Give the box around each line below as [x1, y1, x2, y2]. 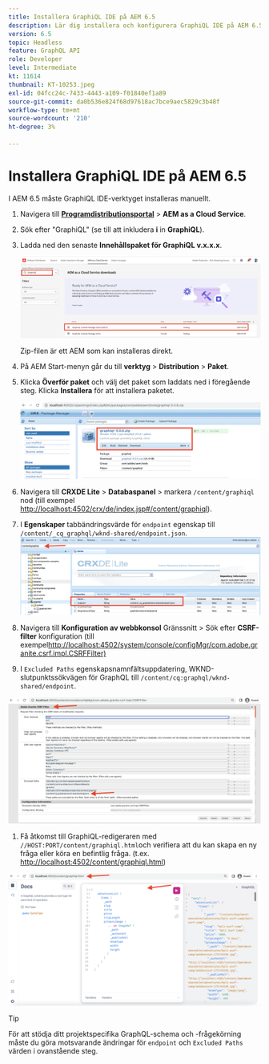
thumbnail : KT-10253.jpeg [8, 80, 94, 88]
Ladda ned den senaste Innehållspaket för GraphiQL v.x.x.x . [19, 240, 223, 250]
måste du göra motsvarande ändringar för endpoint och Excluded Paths [8, 1038, 243, 1047]
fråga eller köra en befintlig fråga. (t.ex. [19, 848, 150, 858]
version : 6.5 [8, 30, 52, 38]
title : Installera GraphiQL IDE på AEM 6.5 [8, 13, 156, 21]
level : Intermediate [8, 64, 78, 72]
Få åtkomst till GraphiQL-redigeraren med [19, 831, 158, 841]
